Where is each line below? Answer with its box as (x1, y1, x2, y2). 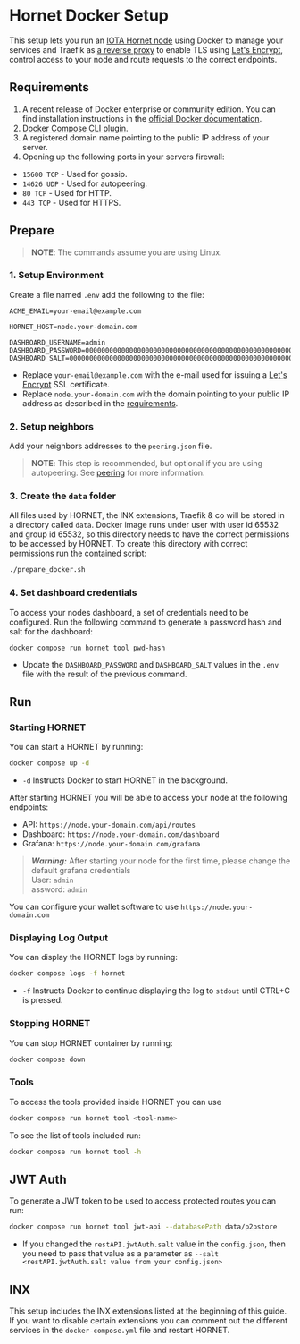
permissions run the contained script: (9, 548, 147, 559)
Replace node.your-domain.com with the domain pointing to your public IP (21, 388, 290, 399)
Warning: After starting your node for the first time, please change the (30, 855, 291, 866)
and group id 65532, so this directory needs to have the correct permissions (9, 529, 290, 540)
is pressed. (21, 995, 63, 1006)
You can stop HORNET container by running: (9, 1037, 173, 1048)
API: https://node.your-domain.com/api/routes (21, 820, 196, 830)
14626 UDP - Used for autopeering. (21, 178, 147, 189)
